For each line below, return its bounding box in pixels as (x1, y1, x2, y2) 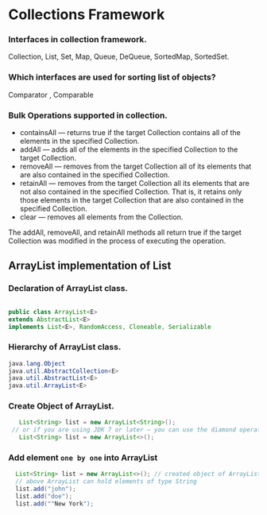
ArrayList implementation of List (8, 259, 172, 273)
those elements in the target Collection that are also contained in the (19, 196, 244, 205)
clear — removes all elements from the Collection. (19, 212, 184, 222)
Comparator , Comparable (8, 90, 94, 99)
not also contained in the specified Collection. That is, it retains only (19, 187, 242, 196)
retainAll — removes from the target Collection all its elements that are (19, 179, 250, 188)
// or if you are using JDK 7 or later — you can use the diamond (11, 426, 237, 434)
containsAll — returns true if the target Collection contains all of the (19, 128, 241, 137)
